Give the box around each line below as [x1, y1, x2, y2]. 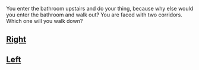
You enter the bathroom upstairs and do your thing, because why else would [6, 5, 194, 12]
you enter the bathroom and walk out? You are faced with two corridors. [6, 11, 183, 18]
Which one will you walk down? [6, 18, 83, 24]
